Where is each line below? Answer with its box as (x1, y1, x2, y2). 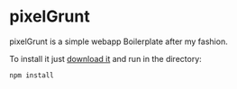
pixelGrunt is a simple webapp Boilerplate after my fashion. (9, 36, 228, 47)
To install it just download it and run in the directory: (9, 53, 203, 64)
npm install (9, 70, 54, 80)
